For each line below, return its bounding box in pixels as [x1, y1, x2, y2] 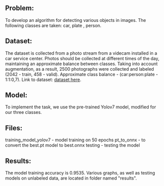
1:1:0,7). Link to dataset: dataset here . [5, 77, 82, 83]
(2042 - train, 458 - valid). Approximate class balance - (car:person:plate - [5, 71, 158, 77]
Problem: [5, 4, 34, 12]
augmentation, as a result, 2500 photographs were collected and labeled [5, 66, 154, 72]
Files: [5, 124, 22, 132]
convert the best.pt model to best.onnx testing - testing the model [5, 142, 140, 148]
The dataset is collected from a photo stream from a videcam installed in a [5, 50, 158, 56]
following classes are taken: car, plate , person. [5, 22, 102, 28]
